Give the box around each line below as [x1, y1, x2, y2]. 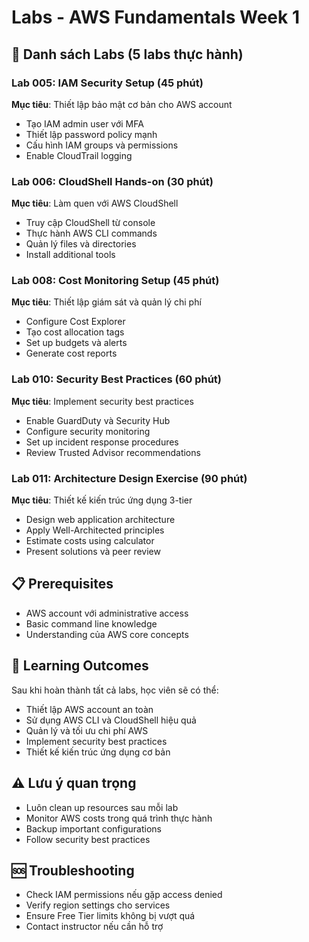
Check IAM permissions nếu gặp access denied [25, 889, 223, 901]
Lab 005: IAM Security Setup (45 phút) [11, 76, 204, 90]
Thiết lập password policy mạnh [25, 128, 158, 140]
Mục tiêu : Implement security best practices [11, 395, 194, 407]
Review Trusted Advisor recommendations [25, 446, 201, 458]
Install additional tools [25, 249, 116, 261]
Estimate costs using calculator [25, 535, 155, 547]
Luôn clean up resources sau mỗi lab [25, 801, 179, 813]
